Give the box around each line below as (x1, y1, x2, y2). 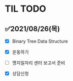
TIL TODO (5, 3, 47, 15)
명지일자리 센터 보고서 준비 (12, 60, 65, 66)
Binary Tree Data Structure (12, 38, 68, 44)
